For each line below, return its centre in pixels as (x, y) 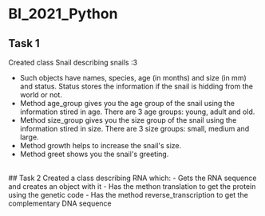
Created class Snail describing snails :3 (73, 62)
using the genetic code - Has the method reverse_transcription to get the (129, 195)
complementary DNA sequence (60, 203)
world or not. (41, 95)
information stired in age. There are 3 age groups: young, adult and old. (137, 112)
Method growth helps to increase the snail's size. (101, 145)
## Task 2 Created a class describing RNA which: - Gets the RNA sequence (132, 178)
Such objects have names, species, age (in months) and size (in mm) (133, 78)
